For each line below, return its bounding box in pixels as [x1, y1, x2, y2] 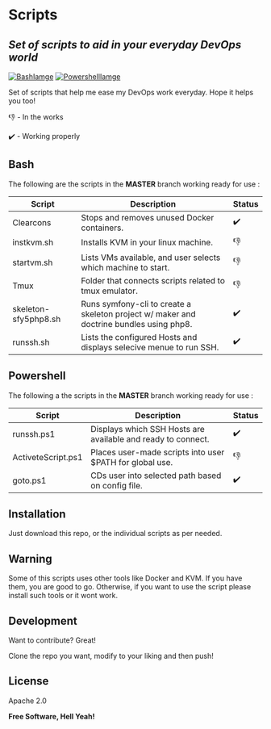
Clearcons [12, 216, 52, 228]
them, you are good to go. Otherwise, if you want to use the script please [8, 582, 252, 592]
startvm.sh [12, 257, 53, 268]
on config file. [90, 480, 143, 491]
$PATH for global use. [90, 456, 173, 467]
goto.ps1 [12, 475, 47, 486]
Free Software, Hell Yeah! [8, 711, 95, 721]
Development [8, 614, 78, 627]
